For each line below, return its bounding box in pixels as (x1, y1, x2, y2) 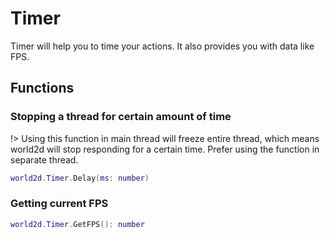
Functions (10, 80, 75, 97)
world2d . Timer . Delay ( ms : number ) (10, 173, 150, 183)
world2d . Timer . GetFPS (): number (10, 219, 145, 229)
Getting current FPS (10, 197, 109, 211)
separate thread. (10, 153, 79, 166)
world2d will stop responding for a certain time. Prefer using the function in (10, 143, 320, 155)
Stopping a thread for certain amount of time (10, 110, 232, 124)
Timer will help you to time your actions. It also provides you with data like (10, 40, 315, 52)
